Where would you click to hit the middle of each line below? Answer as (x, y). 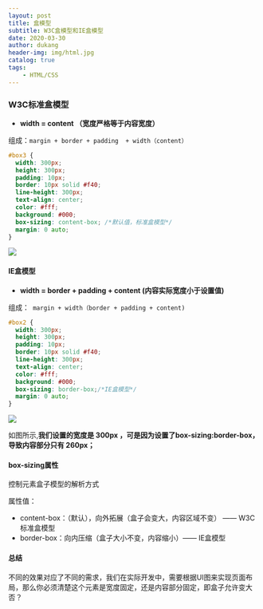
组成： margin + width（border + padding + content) (97, 307)
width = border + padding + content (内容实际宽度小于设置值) (122, 290)
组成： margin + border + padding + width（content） (98, 140)
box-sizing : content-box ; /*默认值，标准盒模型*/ (94, 222)
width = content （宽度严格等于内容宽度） (89, 123)
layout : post (30, 16)
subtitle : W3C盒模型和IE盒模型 (56, 30)
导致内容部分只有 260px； (52, 445)
